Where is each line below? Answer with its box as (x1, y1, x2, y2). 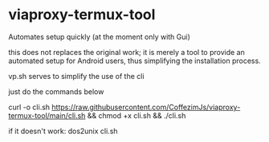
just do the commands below (8, 86, 104, 97)
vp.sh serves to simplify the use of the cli (8, 71, 145, 81)
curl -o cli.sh (8, 102, 51, 112)
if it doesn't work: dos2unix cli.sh (8, 126, 118, 136)
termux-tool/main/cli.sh (8, 110, 86, 120)
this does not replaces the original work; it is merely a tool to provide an (8, 47, 245, 57)
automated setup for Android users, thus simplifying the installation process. (8, 56, 261, 65)
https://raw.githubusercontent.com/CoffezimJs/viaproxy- (51, 102, 241, 112)
